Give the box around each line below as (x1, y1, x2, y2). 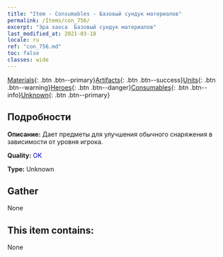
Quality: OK (7, 151, 42, 160)
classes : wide (7, 56, 50, 64)
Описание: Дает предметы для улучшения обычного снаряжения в (7, 130, 213, 138)
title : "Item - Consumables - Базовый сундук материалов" (7, 10, 182, 18)
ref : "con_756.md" (7, 43, 62, 50)
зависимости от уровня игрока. (7, 137, 103, 145)
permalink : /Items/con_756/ (7, 17, 91, 24)
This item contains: (7, 224, 94, 237)
